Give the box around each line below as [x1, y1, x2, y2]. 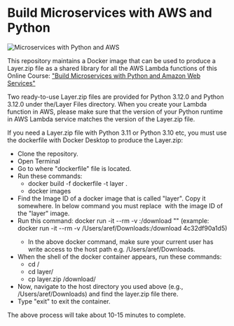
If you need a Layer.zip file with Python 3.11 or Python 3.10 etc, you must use [7, 128, 227, 137]
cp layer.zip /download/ [27, 275, 96, 283]
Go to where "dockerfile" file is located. [17, 164, 132, 172]
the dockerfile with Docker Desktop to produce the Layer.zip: [7, 135, 184, 144]
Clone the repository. [17, 149, 78, 158]
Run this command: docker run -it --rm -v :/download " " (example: [17, 216, 209, 225]
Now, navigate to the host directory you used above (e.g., [17, 282, 184, 290]
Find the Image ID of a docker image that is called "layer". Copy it [17, 194, 206, 203]
